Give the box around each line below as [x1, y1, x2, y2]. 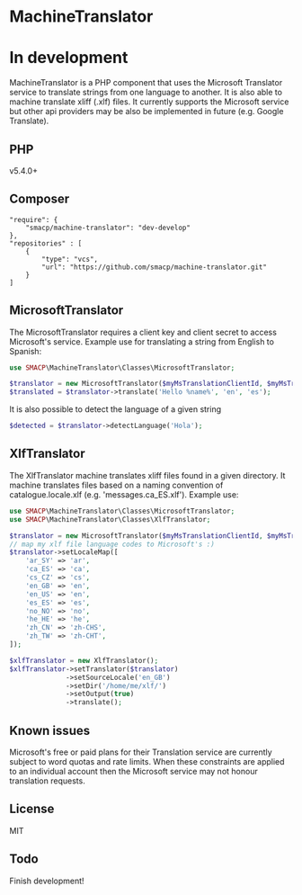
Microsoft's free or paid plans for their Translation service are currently [9, 747, 272, 757]
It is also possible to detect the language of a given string [9, 404, 222, 415]
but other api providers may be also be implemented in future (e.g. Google [9, 106, 284, 117]
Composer [9, 192, 70, 207]
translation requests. [9, 775, 85, 786]
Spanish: [9, 345, 42, 356]
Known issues [9, 722, 91, 738]
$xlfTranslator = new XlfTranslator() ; [9, 656, 159, 665]
